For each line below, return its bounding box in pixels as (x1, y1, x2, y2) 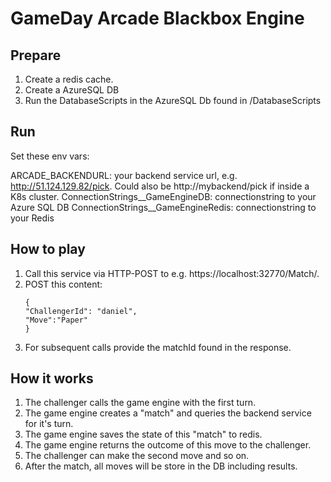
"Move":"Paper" (24, 315, 89, 325)
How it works (10, 370, 94, 387)
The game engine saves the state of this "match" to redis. (24, 428, 263, 441)
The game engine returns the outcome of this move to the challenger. (24, 439, 312, 451)
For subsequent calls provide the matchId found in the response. (24, 341, 292, 353)
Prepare (10, 47, 62, 64)
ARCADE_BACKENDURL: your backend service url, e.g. (10, 169, 238, 181)
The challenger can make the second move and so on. (24, 450, 250, 462)
